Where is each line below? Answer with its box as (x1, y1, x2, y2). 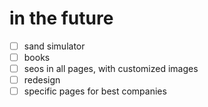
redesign (23, 74, 61, 86)
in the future (9, 7, 114, 30)
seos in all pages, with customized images (23, 63, 199, 75)
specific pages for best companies (23, 85, 167, 97)
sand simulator (23, 40, 86, 52)
